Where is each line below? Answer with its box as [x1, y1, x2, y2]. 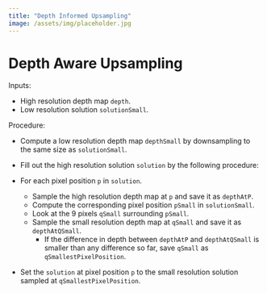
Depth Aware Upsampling [8, 54, 183, 73]
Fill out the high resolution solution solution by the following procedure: [19, 161, 260, 170]
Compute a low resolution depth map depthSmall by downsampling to [19, 136, 251, 146]
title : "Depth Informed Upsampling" [8, 11, 131, 20]
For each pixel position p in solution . [19, 176, 143, 186]
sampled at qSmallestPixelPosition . [19, 276, 141, 286]
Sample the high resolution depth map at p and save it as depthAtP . [31, 191, 254, 202]
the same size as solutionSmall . [19, 144, 127, 154]
